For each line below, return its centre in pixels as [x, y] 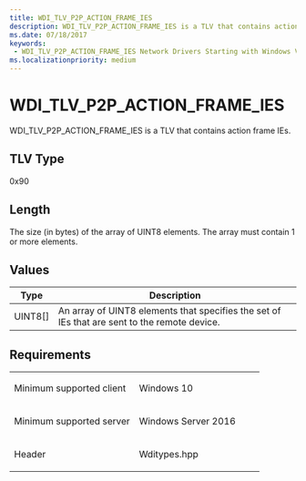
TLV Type [37, 159]
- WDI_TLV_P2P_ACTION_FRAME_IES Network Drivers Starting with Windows [152, 52]
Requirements [50, 355]
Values [30, 270]
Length [30, 210]
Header [30, 455]
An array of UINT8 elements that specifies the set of [169, 311]
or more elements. [44, 241]
